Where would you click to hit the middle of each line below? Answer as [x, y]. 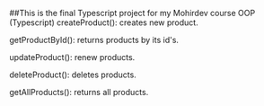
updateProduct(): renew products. [72, 57]
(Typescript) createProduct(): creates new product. [104, 22]
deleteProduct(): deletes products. [73, 75]
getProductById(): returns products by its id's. [94, 40]
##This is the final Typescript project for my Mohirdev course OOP [132, 13]
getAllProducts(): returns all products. [79, 92]
